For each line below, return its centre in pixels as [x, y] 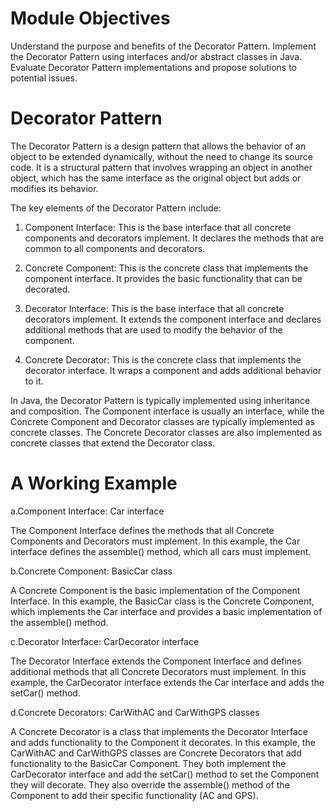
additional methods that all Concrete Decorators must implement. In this [158, 671]
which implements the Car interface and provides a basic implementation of [166, 611]
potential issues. [44, 78]
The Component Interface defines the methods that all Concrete [142, 530]
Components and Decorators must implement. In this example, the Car [155, 541]
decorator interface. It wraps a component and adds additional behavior [173, 370]
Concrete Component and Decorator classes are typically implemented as [162, 421]
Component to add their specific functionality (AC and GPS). [134, 795]
